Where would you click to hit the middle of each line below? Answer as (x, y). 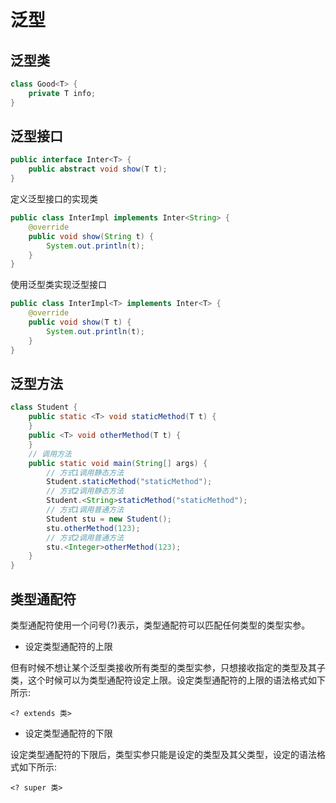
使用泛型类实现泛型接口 (58, 285)
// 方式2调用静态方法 (85, 491)
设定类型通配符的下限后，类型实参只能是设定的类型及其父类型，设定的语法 (163, 754)
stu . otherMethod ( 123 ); (93, 528)
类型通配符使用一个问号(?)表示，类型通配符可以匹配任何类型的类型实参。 (160, 625)
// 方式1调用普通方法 (85, 510)
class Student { (44, 407)
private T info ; (62, 93)
